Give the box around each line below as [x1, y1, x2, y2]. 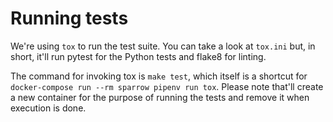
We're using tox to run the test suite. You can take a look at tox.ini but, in [10, 40, 316, 52]
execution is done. [10, 102, 87, 114]
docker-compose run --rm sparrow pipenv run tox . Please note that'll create [10, 80, 324, 92]
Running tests [10, 7, 129, 30]
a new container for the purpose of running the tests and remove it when [10, 91, 310, 103]
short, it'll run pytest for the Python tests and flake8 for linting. [10, 50, 267, 62]
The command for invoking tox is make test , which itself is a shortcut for [10, 70, 308, 82]
